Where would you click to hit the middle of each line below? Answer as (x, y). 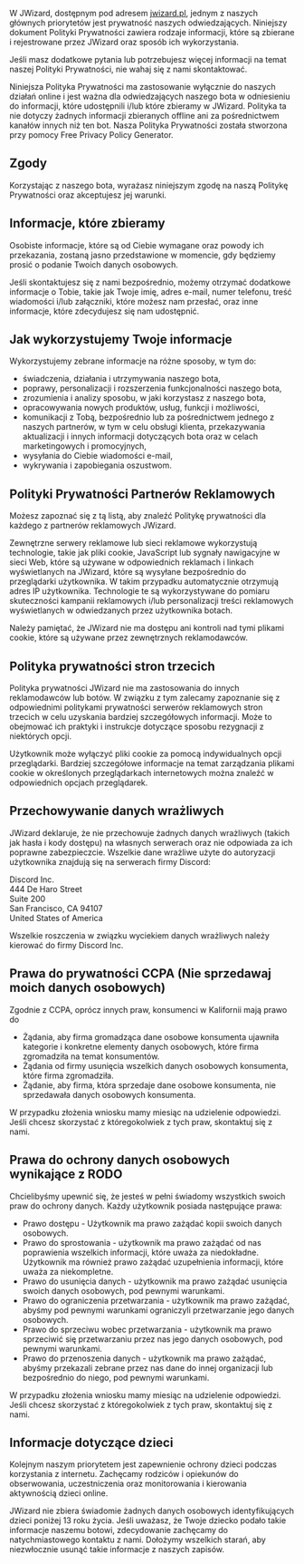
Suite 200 (28, 899)
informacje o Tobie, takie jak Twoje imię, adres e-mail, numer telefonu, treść (151, 291)
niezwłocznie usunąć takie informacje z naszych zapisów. (117, 1549)
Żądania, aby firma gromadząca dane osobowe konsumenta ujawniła (151, 1036)
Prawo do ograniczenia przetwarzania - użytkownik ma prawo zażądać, (156, 1300)
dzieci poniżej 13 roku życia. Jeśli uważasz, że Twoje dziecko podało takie (148, 1520)
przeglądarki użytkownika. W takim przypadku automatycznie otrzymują (144, 582)
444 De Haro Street (46, 889)
